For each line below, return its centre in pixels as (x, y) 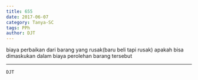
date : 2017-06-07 (27, 17)
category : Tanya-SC (30, 22)
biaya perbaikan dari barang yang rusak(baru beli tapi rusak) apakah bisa (95, 50)
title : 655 (19, 11)
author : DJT (21, 33)
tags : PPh (18, 28)
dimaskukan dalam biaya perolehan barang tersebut (69, 56)
